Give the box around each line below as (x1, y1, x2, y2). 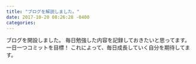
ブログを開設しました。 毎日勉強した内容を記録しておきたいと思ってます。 (6, 37, 191, 44)
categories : (6, 20, 36, 25)
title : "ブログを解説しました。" (6, 8, 80, 15)
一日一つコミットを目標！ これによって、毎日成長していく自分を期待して (6, 44, 185, 51)
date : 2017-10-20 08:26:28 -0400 (6, 14, 90, 20)
